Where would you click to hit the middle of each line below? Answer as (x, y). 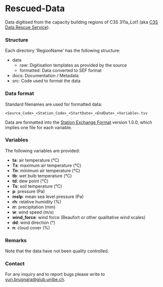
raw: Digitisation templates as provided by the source (73, 65)
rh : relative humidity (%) (37, 201)
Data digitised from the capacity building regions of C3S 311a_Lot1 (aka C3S (81, 22)
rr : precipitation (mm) (34, 207)
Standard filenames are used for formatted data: (54, 104)
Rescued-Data (35, 9)
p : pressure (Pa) (28, 191)
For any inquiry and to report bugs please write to (55, 274)
